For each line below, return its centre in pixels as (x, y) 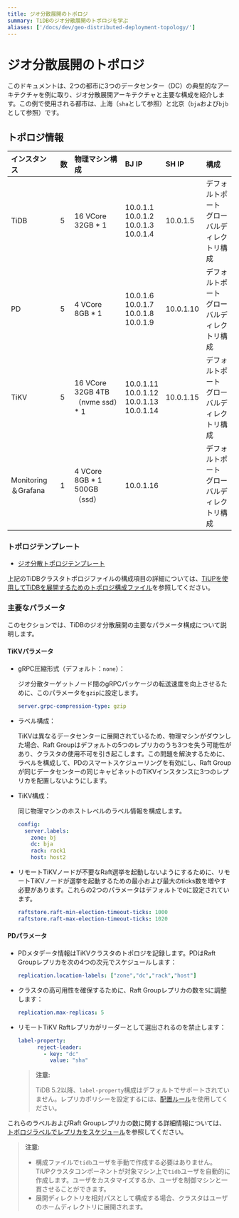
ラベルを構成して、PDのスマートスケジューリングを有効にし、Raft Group (124, 762)
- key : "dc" (61, 1054)
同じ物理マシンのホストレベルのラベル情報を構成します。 (102, 811)
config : (29, 824)
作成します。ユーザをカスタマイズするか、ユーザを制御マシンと (128, 1180)
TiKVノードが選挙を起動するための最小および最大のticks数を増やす (128, 881)
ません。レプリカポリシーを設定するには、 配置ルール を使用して (129, 1099)
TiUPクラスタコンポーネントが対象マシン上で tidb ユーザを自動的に (133, 1172)
